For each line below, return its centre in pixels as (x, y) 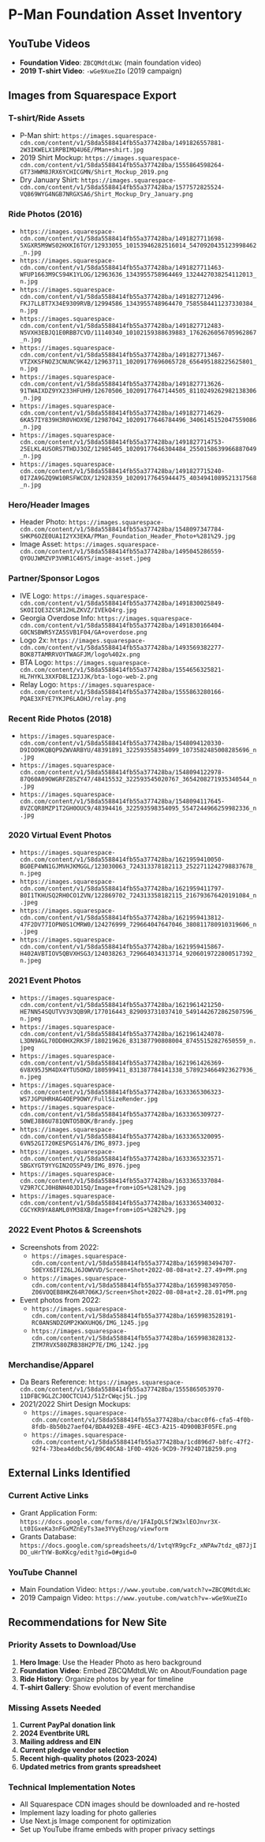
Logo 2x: (34, 639)
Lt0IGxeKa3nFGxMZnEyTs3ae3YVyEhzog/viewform (94, 1529)
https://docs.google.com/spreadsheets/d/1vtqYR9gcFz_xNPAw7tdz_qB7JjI (138, 1546)
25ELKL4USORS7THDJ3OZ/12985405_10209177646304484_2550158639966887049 (138, 449)
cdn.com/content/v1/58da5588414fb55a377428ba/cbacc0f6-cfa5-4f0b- (143, 1420)
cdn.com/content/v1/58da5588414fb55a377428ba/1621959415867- (122, 947)
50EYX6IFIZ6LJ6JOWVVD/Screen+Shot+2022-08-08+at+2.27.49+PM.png (139, 1270)
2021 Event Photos (45, 981)
